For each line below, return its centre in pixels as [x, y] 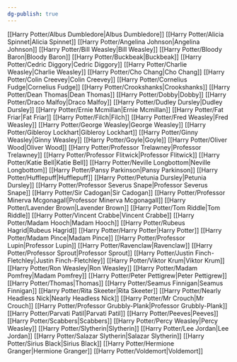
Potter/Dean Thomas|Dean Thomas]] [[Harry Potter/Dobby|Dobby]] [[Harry [117, 94]
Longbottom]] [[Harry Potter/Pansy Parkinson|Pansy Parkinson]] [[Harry [112, 170]
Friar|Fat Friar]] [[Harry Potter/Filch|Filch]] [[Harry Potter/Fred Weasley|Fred [118, 117]
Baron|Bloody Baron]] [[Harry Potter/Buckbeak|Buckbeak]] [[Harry [104, 57]
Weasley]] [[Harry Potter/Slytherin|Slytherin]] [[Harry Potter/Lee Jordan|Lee [118, 328]
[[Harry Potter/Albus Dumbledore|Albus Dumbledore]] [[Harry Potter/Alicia [116, 34]
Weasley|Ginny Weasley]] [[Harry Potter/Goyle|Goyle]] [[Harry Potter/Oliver [117, 140]
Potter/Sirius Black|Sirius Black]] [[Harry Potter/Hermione [91, 343]
